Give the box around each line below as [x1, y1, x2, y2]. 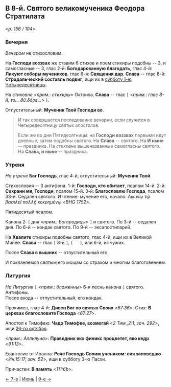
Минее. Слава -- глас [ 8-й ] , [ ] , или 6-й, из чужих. [5, 240, 125, 246]
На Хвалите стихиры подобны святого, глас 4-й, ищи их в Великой [5, 234, 152, 240]
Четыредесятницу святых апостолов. [17, 122, 100, 128]
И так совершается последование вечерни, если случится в [17, 117, 150, 123]
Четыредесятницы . [5, 82, 47, 88]
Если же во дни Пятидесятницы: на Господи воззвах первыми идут [17, 132, 166, 139]
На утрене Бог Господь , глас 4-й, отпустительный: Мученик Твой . [5, 173, 152, 179]
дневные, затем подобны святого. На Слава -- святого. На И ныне [17, 138, 164, 144]
